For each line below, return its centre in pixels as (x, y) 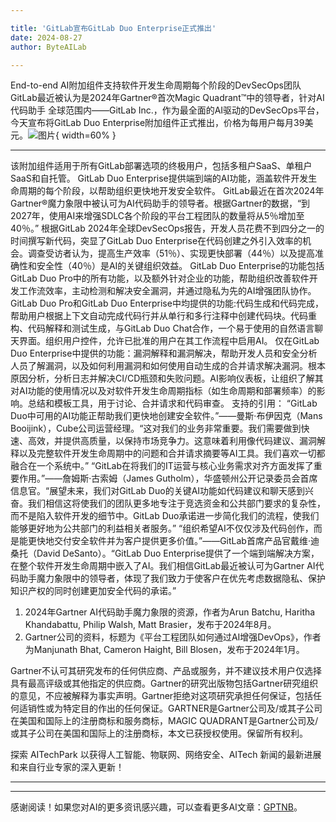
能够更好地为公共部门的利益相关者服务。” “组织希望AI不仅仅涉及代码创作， (162, 528)
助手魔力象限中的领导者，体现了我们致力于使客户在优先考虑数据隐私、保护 (172, 578)
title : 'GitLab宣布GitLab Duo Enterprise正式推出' (113, 28)
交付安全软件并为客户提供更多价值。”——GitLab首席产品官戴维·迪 (186, 541)
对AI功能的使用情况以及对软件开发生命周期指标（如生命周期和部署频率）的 (163, 391)
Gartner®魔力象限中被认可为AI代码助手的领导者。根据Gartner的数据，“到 (160, 203)
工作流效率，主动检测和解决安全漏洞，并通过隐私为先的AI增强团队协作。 (167, 291)
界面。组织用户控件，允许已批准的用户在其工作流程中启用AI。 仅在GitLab (169, 341)
